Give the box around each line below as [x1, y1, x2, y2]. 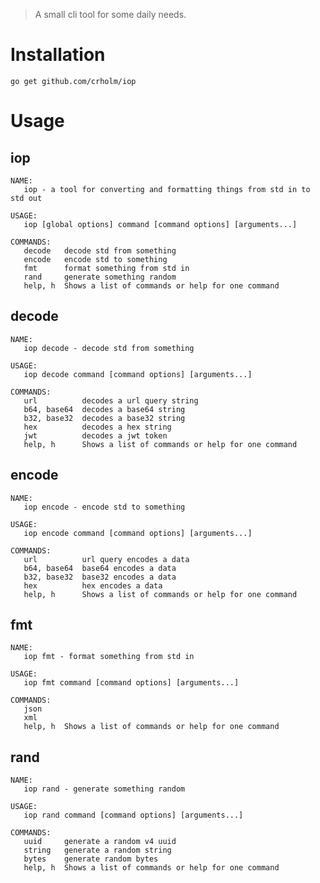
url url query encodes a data [23, 554, 190, 564]
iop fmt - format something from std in [23, 652, 195, 662]
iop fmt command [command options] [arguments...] [23, 678, 240, 688]
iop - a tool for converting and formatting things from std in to [23, 184, 311, 194]
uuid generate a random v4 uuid [23, 837, 177, 847]
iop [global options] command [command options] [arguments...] [23, 219, 298, 229]
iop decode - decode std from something [23, 343, 195, 353]
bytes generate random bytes [23, 854, 159, 864]
